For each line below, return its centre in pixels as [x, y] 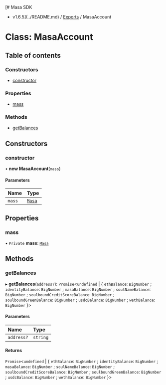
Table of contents [33, 55]
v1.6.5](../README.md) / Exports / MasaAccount [62, 17]
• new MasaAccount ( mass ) [33, 169]
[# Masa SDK [19, 7]
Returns [14, 350]
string [41, 337]
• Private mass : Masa [27, 243]
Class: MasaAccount [49, 37]
